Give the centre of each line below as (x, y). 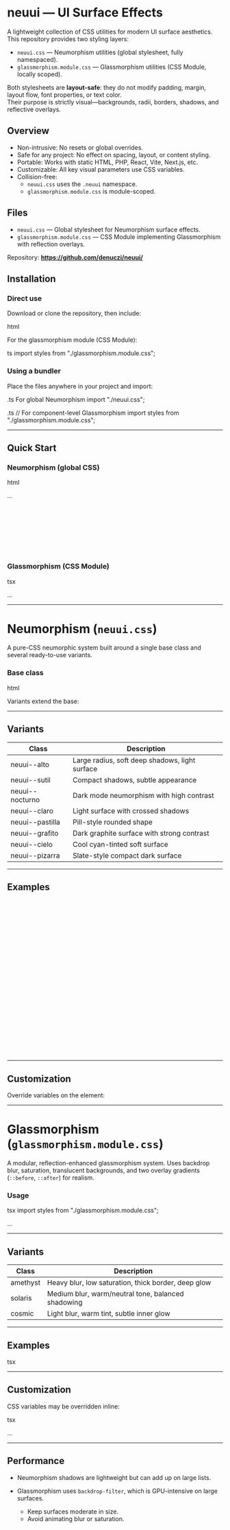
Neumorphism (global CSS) (53, 467)
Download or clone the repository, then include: (74, 313)
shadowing (65, 1303)
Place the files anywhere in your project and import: (80, 386)
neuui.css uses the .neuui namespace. (82, 184)
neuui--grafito (35, 833)
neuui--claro (32, 810)
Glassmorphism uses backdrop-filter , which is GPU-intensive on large (117, 1491)
